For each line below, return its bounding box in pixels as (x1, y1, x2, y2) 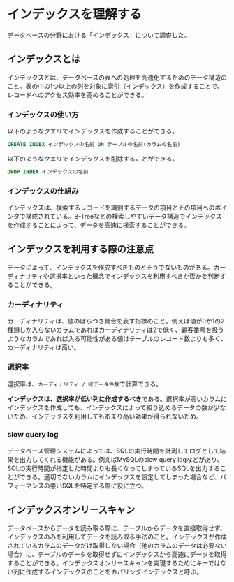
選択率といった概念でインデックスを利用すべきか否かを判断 (49, 272, 220, 280)
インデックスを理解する (7, 6, 142, 22)
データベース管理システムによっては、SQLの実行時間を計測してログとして (7, 446, 220, 455)
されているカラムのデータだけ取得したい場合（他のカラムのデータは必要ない (7, 541, 227, 549)
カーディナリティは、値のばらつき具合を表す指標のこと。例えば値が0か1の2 (7, 317, 225, 326)
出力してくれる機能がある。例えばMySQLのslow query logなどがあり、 (19, 455, 224, 463)
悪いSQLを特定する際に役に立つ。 (50, 481, 148, 490)
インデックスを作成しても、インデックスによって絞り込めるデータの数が (7, 403, 214, 412)
